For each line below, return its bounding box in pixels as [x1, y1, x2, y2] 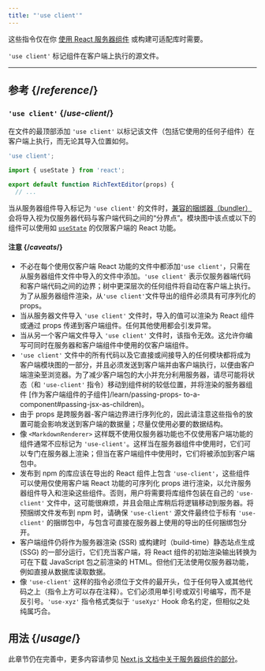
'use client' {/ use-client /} [8, 107, 114, 118]
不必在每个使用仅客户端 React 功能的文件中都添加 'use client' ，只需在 [19, 262, 251, 271]
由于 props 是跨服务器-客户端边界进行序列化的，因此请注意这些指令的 [19, 409, 247, 419]
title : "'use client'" [8, 11, 83, 20]
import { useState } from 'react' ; [8, 166, 125, 174]
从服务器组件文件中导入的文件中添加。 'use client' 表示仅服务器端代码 [19, 271, 251, 281]
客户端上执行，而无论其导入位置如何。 [8, 136, 132, 146]
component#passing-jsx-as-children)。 [19, 400, 149, 409]
